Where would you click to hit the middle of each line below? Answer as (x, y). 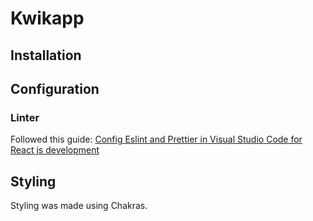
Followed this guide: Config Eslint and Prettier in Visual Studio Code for (156, 139)
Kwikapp (47, 18)
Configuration (55, 88)
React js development (55, 150)
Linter (25, 117)
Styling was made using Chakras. (79, 206)
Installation (46, 55)
